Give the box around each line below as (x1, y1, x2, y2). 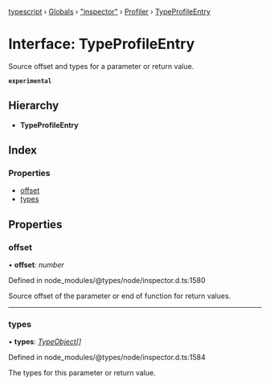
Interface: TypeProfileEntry (8, 35, 195, 53)
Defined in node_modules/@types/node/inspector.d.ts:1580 (8, 276, 207, 285)
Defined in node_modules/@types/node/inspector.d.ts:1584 (8, 353, 207, 362)
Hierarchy (8, 99, 59, 113)
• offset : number (8, 260, 64, 270)
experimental (8, 76, 52, 85)
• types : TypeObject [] (8, 337, 82, 346)
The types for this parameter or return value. (8, 368, 156, 378)
